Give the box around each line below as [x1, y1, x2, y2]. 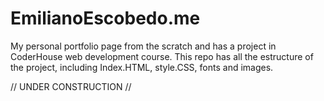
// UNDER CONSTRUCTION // [10, 80, 132, 92]
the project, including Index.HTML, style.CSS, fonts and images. [10, 61, 274, 73]
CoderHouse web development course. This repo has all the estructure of [10, 50, 314, 62]
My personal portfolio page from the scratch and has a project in [10, 40, 277, 52]
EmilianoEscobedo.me [10, 7, 201, 30]
